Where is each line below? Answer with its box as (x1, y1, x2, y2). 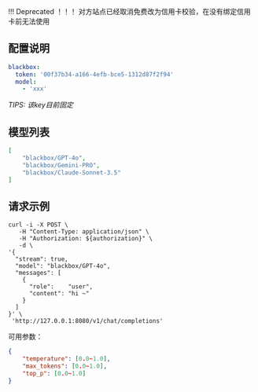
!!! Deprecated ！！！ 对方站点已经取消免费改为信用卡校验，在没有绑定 (8, 7, 238, 16)
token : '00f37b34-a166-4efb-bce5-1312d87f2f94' (15, 70, 175, 79)
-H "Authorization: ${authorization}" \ (18, 235, 153, 243)
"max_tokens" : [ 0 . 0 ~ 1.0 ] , (22, 362, 108, 371)
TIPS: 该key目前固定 (8, 101, 73, 110)
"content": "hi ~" (28, 290, 90, 298)
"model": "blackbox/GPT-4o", (15, 262, 111, 270)
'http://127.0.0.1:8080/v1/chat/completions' (11, 317, 164, 325)
